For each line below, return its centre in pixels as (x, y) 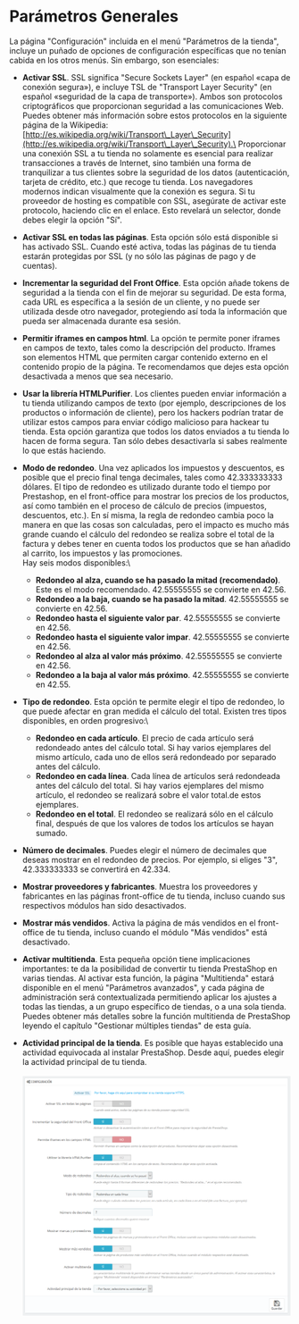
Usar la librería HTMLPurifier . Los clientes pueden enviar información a (154, 393)
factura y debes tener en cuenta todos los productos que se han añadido (156, 543)
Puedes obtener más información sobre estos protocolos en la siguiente (154, 115)
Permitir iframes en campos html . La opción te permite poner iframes (151, 338)
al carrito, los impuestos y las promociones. (102, 553)
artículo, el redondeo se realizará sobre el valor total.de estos (148, 795)
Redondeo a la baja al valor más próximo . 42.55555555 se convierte (162, 675)
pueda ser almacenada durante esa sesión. (101, 321)
